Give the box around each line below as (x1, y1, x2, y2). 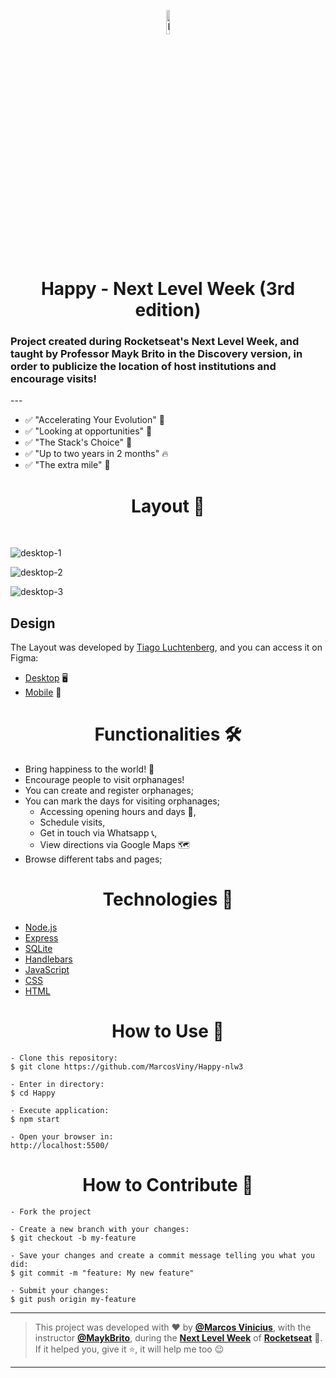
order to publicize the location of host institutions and (10, 360, 277, 374)
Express (24, 932, 59, 944)
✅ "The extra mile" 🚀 (24, 459, 111, 471)
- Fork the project (10, 1206, 92, 1217)
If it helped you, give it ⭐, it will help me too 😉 (34, 1343, 225, 1355)
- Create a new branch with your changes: (10, 1224, 190, 1234)
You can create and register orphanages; (24, 785, 194, 797)
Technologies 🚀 (102, 888, 234, 911)
